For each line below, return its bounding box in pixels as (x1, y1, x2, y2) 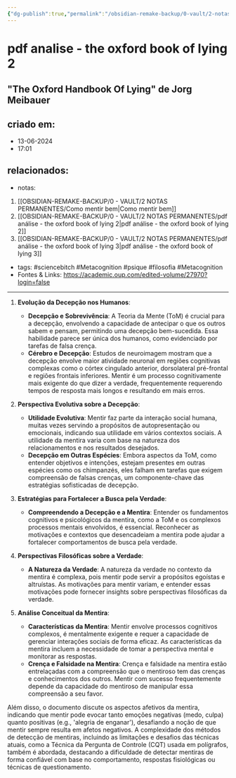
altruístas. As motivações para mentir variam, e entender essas (27, 580, 211, 588)
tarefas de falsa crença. (27, 342, 97, 350)
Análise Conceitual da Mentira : (17, 609, 110, 617)
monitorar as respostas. (27, 651, 97, 661)
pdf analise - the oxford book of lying (7, 40, 228, 56)
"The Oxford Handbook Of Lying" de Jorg (7, 84, 192, 96)
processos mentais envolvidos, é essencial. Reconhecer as (27, 523, 199, 531)
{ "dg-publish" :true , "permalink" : (7, 10, 105, 18)
